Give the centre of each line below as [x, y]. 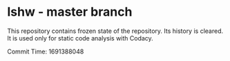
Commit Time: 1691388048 [46, 51]
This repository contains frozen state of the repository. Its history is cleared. [115, 31]
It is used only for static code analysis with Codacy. [80, 38]
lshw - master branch [70, 12]
